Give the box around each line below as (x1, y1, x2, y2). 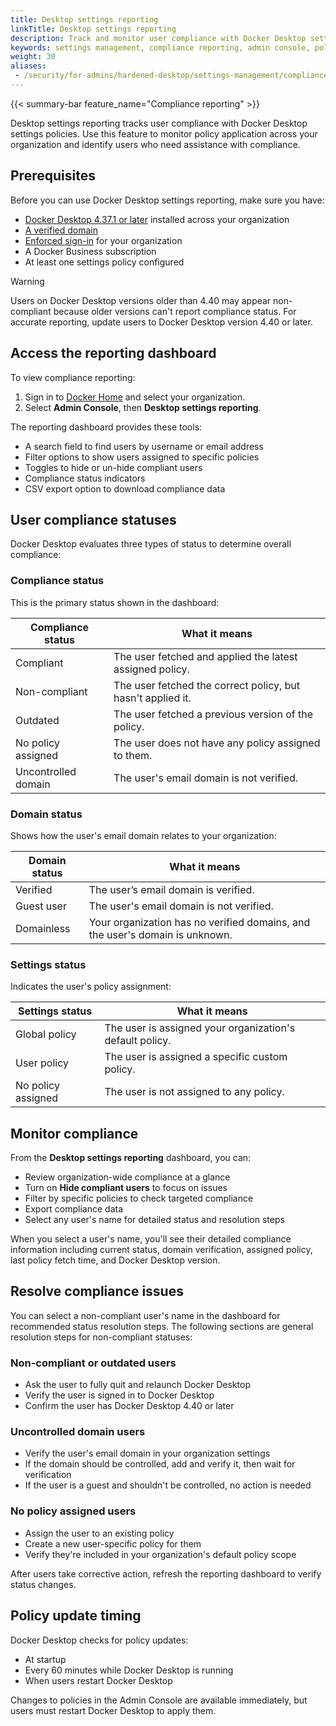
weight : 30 (10, 52, 56, 62)
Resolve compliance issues (10, 1283, 184, 1300)
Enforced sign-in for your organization (24, 234, 183, 246)
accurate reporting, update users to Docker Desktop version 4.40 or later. (10, 316, 313, 328)
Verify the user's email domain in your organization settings (24, 1447, 271, 1460)
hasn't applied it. (113, 691, 192, 705)
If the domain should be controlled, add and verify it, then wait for (24, 1458, 296, 1470)
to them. (113, 748, 153, 762)
